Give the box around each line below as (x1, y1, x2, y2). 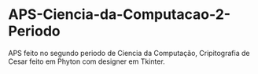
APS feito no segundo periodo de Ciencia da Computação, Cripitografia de (8, 48, 250, 57)
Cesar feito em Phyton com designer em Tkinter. (8, 57, 165, 66)
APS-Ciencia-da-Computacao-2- (8, 6, 230, 24)
